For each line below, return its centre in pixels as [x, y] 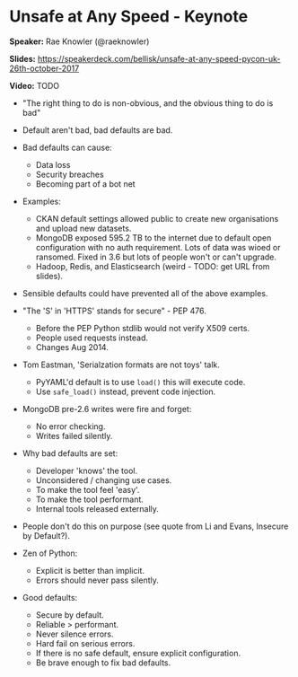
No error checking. [70, 426]
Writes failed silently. [74, 435]
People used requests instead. [92, 338]
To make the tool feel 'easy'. [88, 489]
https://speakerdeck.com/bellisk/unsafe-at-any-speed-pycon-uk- [159, 58]
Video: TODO [35, 85]
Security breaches [70, 174]
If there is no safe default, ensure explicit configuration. [138, 653]
